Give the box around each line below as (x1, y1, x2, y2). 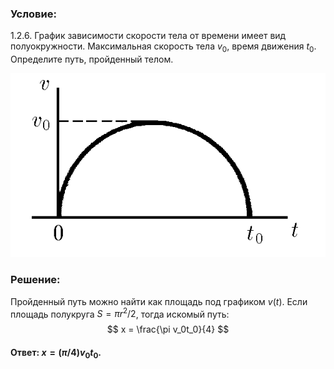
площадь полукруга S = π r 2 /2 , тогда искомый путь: (10, 306, 230, 320)
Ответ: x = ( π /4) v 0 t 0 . (10, 346, 102, 361)
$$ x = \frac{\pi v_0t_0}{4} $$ (106, 323, 230, 336)
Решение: (10, 273, 61, 287)
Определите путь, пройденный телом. (10, 53, 174, 66)
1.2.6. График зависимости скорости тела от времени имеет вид (10, 30, 287, 42)
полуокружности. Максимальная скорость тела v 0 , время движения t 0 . (10, 40, 317, 55)
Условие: (10, 7, 57, 21)
